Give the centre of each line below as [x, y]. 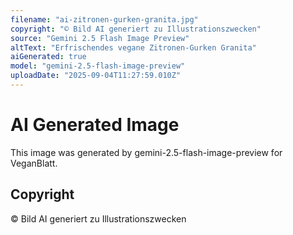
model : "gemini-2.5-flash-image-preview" [98, 66]
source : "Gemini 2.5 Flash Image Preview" [100, 38]
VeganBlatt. [34, 163]
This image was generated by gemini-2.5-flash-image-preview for [146, 152]
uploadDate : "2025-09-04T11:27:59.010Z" [96, 76]
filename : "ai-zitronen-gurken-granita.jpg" [104, 19]
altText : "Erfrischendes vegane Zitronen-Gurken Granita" [133, 47]
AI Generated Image [95, 125]
